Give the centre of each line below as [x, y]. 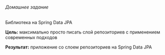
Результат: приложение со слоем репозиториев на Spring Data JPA [79, 47]
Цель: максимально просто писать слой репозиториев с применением [83, 32]
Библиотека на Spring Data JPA [39, 22]
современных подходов [31, 37]
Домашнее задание [27, 7]
